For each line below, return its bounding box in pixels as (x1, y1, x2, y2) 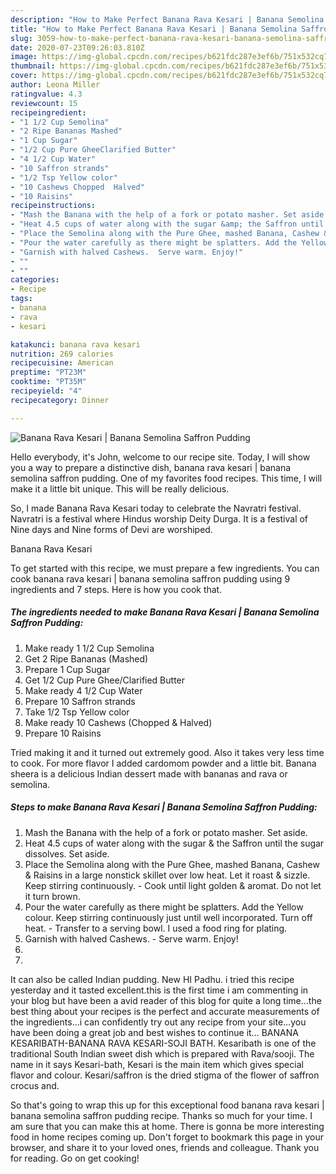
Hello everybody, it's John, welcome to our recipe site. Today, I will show (10, 451, 311, 463)
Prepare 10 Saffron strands (24, 695, 136, 707)
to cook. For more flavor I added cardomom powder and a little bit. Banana (10, 757, 317, 769)
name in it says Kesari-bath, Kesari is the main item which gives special (10, 1058, 304, 1070)
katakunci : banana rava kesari (10, 339, 141, 350)
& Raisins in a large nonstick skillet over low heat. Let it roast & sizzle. (24, 869, 311, 881)
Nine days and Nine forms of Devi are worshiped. (10, 523, 213, 535)
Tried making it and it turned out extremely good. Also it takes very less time (10, 746, 325, 758)
